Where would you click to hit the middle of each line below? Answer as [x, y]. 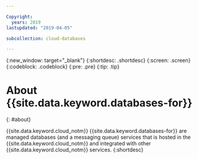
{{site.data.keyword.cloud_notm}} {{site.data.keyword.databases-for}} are [97, 131]
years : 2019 [26, 22]
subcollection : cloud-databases [46, 38]
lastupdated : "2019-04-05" [39, 28]
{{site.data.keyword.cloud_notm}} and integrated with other [79, 144]
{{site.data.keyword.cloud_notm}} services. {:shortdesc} [75, 150]
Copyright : [20, 17]
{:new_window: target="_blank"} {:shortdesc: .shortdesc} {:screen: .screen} [98, 60]
